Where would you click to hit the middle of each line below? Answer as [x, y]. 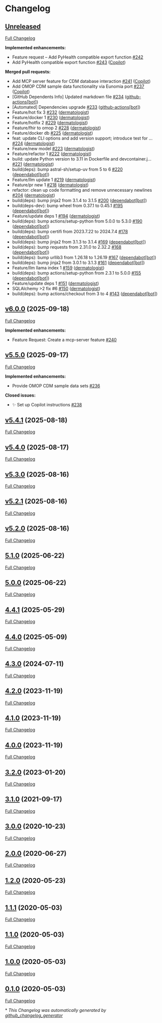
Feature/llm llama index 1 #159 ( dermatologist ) [58, 268]
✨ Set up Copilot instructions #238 [47, 404]
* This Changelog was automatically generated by [56, 1010]
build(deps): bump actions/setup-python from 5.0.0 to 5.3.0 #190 [77, 221]
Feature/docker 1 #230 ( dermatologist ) [51, 117]
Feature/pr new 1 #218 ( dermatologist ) [50, 185]
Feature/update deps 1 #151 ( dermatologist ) [55, 283]
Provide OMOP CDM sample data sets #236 [56, 385]
